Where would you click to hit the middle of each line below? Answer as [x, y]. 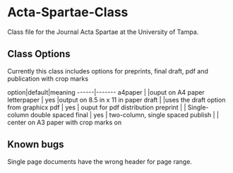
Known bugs [36, 144]
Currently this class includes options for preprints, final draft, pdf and [108, 71]
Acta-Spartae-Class [68, 12]
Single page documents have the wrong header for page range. [100, 161]
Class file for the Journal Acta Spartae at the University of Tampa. [103, 32]
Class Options [39, 54]
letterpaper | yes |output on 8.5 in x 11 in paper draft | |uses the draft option [116, 100]
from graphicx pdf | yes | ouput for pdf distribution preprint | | [97, 107]
